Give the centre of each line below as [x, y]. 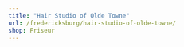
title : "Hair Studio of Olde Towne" [69, 16]
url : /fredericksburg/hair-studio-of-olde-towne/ [92, 23]
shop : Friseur [32, 30]
